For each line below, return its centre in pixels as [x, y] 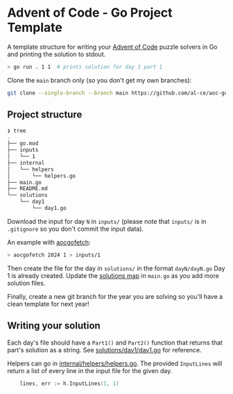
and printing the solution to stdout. [57, 54]
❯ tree [17, 131]
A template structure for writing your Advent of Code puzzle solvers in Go [112, 47]
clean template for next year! [48, 304]
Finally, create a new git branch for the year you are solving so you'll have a [115, 296]
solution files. [26, 283]
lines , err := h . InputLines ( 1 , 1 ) [69, 384]
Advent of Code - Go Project [90, 13]
